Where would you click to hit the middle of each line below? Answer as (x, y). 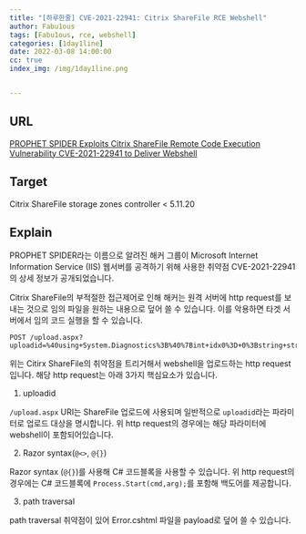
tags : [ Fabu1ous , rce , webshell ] (73, 35)
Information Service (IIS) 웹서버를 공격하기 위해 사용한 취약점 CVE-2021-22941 (153, 267)
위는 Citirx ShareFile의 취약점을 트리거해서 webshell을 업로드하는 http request (150, 364)
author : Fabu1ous (42, 26)
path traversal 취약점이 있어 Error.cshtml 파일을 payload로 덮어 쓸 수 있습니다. (150, 520)
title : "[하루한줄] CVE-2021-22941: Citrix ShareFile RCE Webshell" (138, 18)
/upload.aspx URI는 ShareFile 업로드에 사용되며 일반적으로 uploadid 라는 (140, 412)
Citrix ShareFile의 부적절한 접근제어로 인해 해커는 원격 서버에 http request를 (146, 298)
